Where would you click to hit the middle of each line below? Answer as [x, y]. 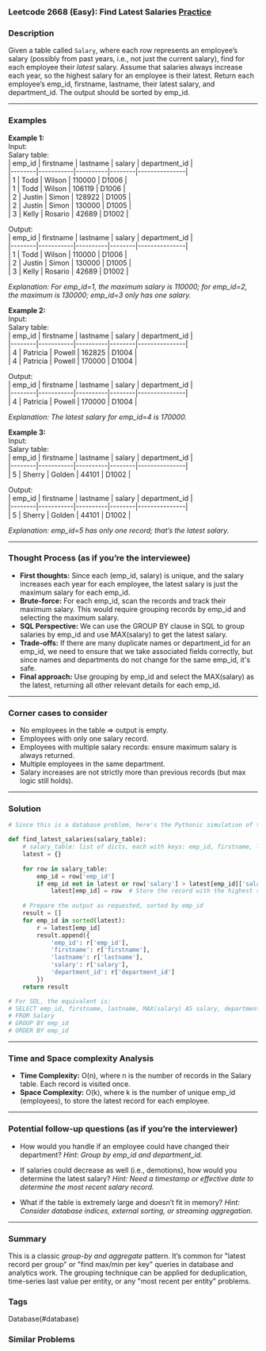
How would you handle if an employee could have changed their [124, 1146]
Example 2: [27, 310]
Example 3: [27, 432]
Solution [25, 809]
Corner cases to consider [58, 713]
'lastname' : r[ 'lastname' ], [97, 958]
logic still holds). [46, 781]
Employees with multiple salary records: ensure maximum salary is [128, 747]
